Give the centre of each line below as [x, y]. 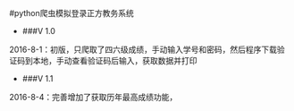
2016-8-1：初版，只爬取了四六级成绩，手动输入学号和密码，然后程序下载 [143, 49]
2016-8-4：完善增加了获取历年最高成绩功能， [93, 97]
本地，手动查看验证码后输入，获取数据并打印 [115, 60]
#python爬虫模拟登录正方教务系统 [71, 13]
